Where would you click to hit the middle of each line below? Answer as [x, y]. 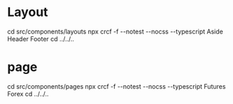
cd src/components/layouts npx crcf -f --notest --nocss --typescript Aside [115, 31]
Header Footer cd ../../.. [41, 38]
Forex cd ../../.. [28, 94]
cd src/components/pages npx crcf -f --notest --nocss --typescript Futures [116, 86]
